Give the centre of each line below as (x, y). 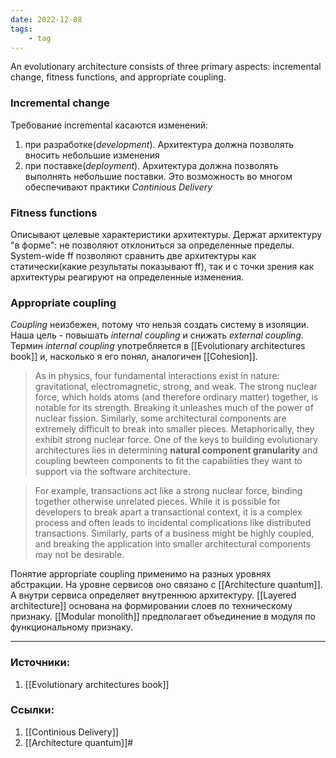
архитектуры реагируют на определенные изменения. (127, 277)
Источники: (40, 663)
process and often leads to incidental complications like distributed (173, 523)
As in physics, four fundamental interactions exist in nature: (157, 376)
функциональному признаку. (72, 627)
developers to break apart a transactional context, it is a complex (168, 512)
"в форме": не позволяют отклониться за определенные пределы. (152, 245)
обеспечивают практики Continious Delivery (118, 187)
